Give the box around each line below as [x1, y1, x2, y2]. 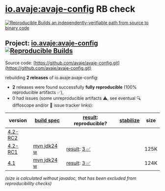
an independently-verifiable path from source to [51, 20, 149, 26]
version [9, 117, 27, 124]
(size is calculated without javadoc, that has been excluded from [5, 175, 137, 181]
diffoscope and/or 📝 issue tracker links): [12, 102, 93, 108]
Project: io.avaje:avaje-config [5, 39, 98, 48]
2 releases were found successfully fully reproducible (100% [12, 84, 137, 90]
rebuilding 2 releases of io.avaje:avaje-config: [5, 75, 99, 81]
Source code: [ [5, 60, 35, 66]
